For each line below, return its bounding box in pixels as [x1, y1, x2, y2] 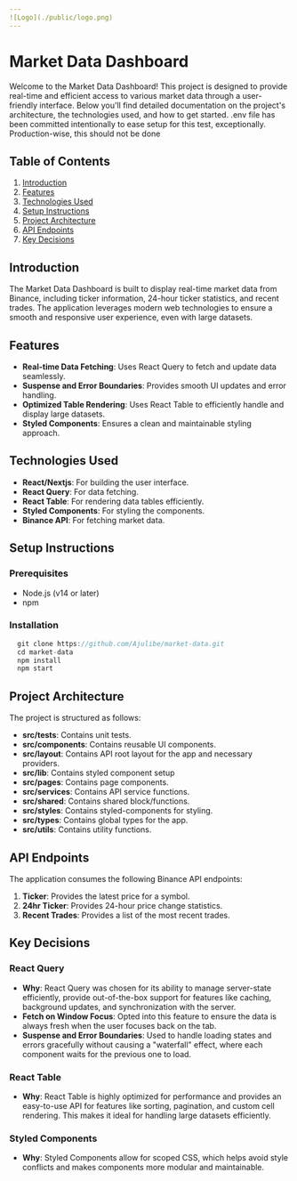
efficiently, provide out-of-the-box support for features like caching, [21, 991, 272, 1002]
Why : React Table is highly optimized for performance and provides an [21, 1091, 282, 1102]
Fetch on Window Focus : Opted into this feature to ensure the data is [21, 1011, 277, 1022]
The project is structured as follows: [9, 713, 141, 724]
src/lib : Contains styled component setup [21, 767, 175, 779]
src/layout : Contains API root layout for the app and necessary [21, 748, 253, 759]
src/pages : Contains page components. [21, 777, 169, 788]
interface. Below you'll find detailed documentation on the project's [39, 100, 286, 110]
